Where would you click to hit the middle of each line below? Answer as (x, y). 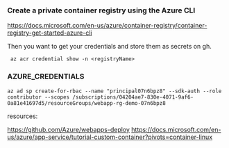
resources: (23, 116)
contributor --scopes (39, 97)
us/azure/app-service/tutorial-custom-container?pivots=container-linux (110, 137)
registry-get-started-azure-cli (50, 33)
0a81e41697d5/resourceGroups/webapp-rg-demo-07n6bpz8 (87, 103)
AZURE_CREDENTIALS (46, 76)
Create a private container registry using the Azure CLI (101, 10)
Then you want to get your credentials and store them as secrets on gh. (109, 47)
